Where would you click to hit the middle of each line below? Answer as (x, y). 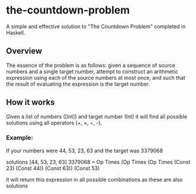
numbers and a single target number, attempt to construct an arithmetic (92, 72)
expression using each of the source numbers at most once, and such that (96, 77)
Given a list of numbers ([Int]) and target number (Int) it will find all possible (97, 116)
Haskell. (16, 32)
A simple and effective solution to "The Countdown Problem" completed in (96, 26)
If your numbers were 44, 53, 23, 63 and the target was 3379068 (85, 151)
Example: (20, 138)
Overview (24, 51)
